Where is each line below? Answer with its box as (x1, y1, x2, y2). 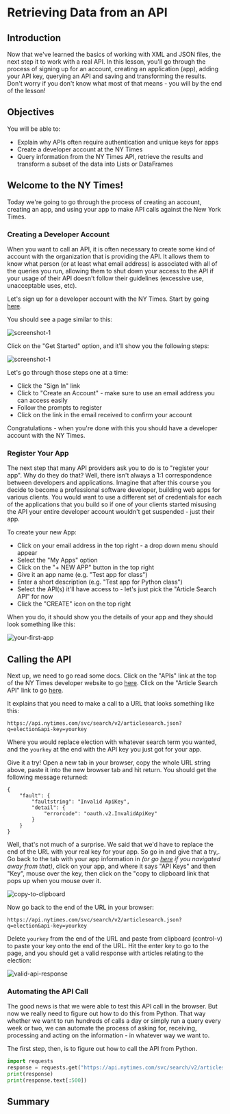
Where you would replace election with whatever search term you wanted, (7, 738, 217, 746)
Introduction (7, 32, 62, 44)
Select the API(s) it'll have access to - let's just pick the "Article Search (16, 585, 217, 593)
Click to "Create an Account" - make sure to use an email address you (16, 388, 215, 397)
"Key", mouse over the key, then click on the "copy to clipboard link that (7, 869, 210, 878)
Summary (7, 1096, 50, 1108)
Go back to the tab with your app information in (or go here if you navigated (7, 855, 221, 863)
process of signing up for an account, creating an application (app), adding (7, 65, 219, 73)
